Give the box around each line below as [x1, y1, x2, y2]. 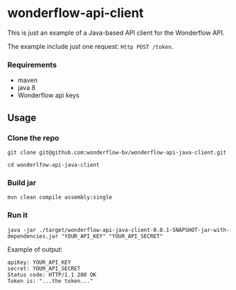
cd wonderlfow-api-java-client [7, 161, 100, 168]
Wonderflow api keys [17, 91, 80, 100]
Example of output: [7, 245, 63, 253]
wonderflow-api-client [7, 5, 144, 21]
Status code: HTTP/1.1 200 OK [7, 271, 97, 278]
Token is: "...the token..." [7, 277, 94, 284]
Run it [7, 211, 28, 221]
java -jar [7, 226, 37, 233]
